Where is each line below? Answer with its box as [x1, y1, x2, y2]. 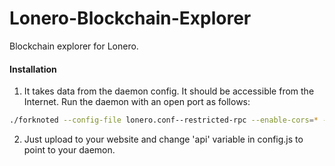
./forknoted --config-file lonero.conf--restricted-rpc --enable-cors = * [9, 115, 319, 126]
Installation [9, 63, 57, 75]
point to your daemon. [23, 144, 116, 156]
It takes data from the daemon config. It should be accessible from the [23, 85, 315, 97]
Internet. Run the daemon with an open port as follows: [23, 96, 251, 108]
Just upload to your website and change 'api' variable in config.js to [23, 133, 304, 146]
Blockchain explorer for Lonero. [9, 40, 139, 52]
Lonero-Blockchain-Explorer [9, 7, 252, 30]
